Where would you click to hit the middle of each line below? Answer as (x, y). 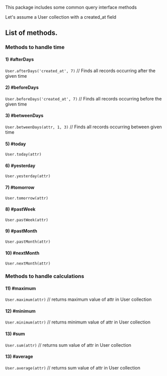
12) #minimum (20, 311)
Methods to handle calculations (45, 276)
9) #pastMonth (21, 231)
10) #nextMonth (22, 253)
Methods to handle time (35, 47)
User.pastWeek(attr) (27, 220)
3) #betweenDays (24, 116)
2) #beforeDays (22, 87)
